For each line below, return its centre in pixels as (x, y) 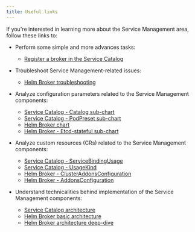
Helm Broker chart (47, 125)
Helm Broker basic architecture (62, 216)
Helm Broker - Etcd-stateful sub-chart (71, 131)
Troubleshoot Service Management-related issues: (78, 71)
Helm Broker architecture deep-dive (69, 222)
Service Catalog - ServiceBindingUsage (73, 161)
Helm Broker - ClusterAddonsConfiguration (78, 174)
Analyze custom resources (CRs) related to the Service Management (100, 143)
